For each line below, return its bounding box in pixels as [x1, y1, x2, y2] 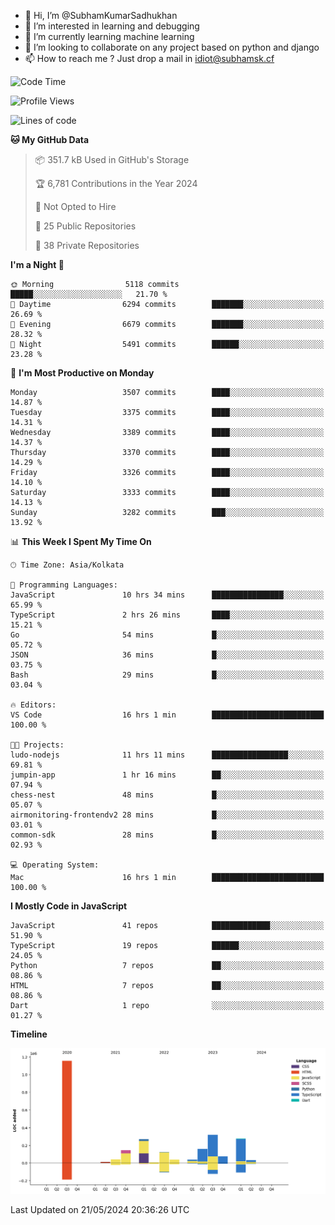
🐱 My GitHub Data [10, 134, 90, 145]
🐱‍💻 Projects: [10, 740, 65, 750]
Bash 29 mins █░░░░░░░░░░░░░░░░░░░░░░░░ [10, 670, 325, 680]
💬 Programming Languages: [10, 580, 118, 590]
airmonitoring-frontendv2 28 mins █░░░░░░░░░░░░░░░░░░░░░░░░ [10, 810, 325, 820]
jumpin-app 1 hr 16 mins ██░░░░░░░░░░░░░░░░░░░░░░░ [10, 770, 325, 780]
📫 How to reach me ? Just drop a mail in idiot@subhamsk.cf [24, 53, 275, 64]
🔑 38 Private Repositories [34, 240, 140, 251]
